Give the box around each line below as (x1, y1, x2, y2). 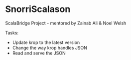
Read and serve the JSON (12, 50, 66, 56)
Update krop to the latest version (12, 39, 80, 45)
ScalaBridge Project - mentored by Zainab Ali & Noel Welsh (5, 20, 127, 26)
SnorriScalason (5, 3, 71, 15)
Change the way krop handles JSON (12, 44, 87, 50)
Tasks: (5, 29, 19, 35)
